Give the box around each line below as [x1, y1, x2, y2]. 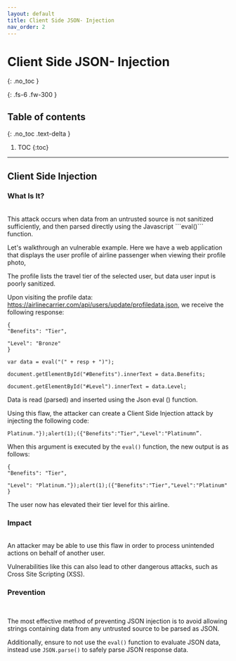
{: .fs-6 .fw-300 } [7, 91, 58, 99]
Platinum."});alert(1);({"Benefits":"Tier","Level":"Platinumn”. [7, 430, 202, 437]
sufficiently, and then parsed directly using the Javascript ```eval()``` [7, 222, 204, 231]
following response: [7, 307, 65, 316]
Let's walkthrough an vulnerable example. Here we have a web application [7, 243, 223, 252]
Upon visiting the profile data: [7, 293, 93, 301]
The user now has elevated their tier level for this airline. [7, 500, 170, 508]
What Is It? [7, 191, 45, 201]
